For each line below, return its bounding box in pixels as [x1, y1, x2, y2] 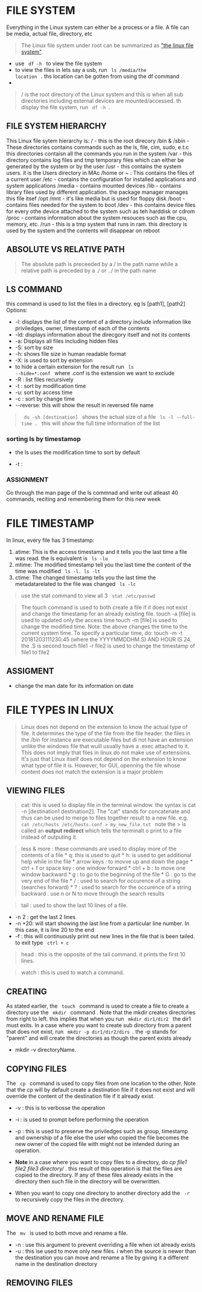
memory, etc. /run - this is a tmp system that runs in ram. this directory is [6, 220, 188, 228]
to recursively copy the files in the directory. [14, 1196, 125, 1203]
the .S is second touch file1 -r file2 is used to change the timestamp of [21, 642, 195, 649]
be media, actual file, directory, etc [6, 30, 93, 37]
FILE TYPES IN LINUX [6, 703, 115, 717]
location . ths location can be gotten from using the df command [14, 72, 180, 80]
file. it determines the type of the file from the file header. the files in [21, 730, 191, 737]
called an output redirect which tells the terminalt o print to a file [21, 827, 182, 835]
